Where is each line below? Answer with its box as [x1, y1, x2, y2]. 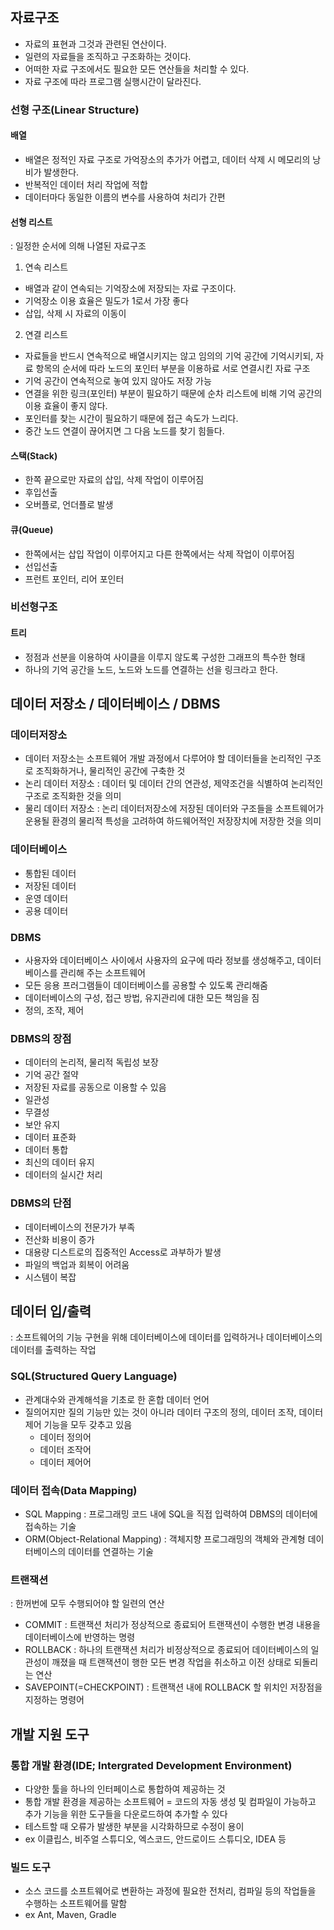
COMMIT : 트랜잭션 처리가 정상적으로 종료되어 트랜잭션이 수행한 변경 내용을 [24, 1619, 321, 1631]
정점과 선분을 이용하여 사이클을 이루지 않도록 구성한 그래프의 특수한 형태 [24, 651, 306, 663]
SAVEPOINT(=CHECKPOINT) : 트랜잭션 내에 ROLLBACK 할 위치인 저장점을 [24, 1681, 323, 1693]
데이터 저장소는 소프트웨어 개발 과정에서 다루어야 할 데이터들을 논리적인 [24, 753, 303, 765]
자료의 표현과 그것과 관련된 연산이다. [24, 38, 167, 50]
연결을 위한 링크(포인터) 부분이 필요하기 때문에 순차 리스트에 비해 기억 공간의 [24, 388, 323, 400]
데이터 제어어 [39, 1456, 92, 1468]
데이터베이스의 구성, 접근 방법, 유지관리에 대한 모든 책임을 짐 [24, 991, 260, 1003]
